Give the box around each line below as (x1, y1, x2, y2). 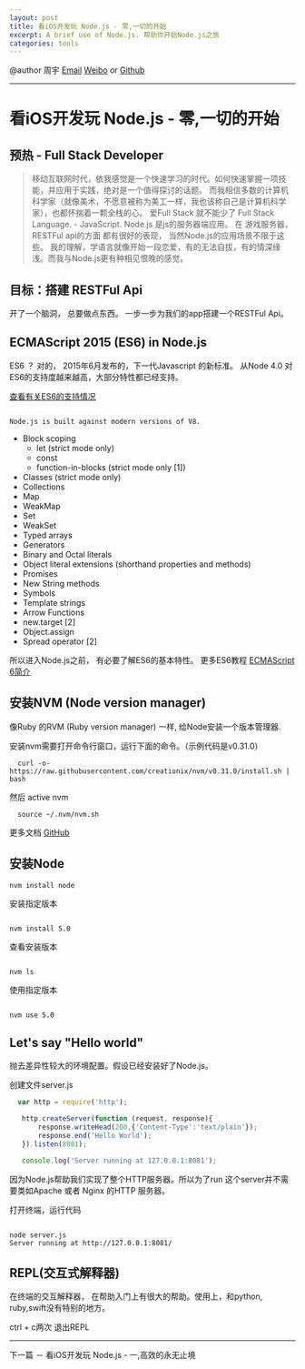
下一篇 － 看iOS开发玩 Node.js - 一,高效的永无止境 (9, 1350, 196, 1361)
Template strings (22, 597, 86, 608)
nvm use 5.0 (9, 1011, 54, 1020)
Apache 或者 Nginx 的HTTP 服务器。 (33, 1184, 171, 1196)
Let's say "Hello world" (9, 1034, 143, 1051)
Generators (22, 539, 65, 550)
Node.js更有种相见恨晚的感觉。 (71, 253, 189, 264)
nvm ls (9, 967, 34, 976)
